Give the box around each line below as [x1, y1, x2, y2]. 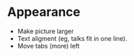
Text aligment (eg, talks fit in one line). [17, 34, 128, 42]
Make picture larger [17, 27, 75, 35]
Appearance [7, 4, 81, 20]
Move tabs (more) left [17, 41, 80, 50]
